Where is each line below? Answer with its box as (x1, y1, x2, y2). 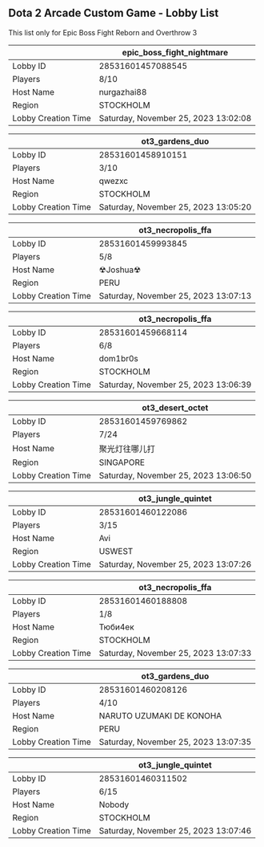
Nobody (98, 799, 130, 810)
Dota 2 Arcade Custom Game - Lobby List (8, 6, 219, 20)
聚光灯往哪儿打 (98, 443, 156, 454)
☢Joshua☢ (98, 264, 142, 275)
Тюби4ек (98, 621, 134, 633)
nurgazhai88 (98, 86, 147, 97)
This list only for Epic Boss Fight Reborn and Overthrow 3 (8, 27, 198, 37)
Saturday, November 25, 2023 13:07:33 (98, 647, 252, 658)
